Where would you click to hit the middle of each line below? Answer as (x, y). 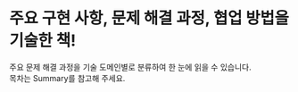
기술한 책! (43, 41)
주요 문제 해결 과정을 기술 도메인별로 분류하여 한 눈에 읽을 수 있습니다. (130, 67)
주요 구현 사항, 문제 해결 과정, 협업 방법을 (149, 18)
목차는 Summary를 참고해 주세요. (67, 78)
